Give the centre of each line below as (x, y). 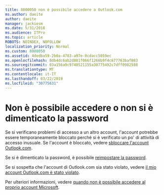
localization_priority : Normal (37, 47)
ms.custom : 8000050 (25, 51)
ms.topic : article (24, 38)
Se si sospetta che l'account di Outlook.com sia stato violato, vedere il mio (81, 167)
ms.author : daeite (24, 14)
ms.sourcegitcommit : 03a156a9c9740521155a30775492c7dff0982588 (72, 65)
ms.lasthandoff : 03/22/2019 (34, 79)
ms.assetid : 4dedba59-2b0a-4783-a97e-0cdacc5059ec (58, 56)
